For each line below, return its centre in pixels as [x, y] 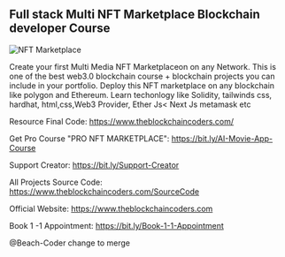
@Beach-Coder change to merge [70, 243]
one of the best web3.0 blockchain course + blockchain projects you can [142, 76]
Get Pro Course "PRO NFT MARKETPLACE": [89, 138]
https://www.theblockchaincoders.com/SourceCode [104, 191]
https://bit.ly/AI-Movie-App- [222, 138]
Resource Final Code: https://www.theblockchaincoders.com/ [122, 121]
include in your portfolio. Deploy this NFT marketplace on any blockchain [142, 85]
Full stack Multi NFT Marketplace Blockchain [135, 15]
